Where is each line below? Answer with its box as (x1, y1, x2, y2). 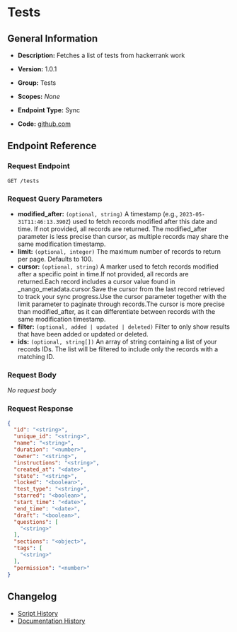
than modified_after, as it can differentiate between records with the (17, 307, 216, 315)
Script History (17, 609, 59, 618)
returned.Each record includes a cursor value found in (17, 277, 175, 286)
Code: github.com (17, 119, 71, 128)
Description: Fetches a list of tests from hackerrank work (17, 51, 185, 59)
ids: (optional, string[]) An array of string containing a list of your (17, 337, 217, 346)
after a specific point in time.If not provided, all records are (17, 269, 189, 278)
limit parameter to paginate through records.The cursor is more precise (17, 300, 225, 308)
